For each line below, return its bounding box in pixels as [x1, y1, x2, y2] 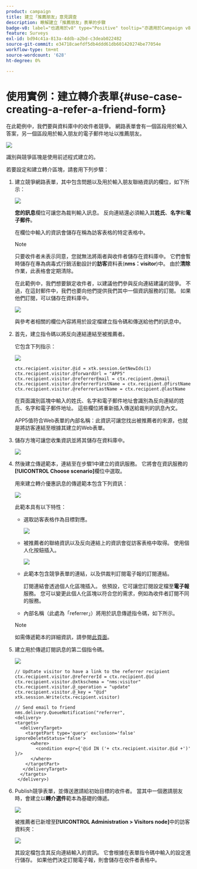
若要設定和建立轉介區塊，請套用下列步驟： [6, 166, 109, 173]
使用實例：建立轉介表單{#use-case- [6, 90, 183, 103]
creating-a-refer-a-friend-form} [6, 103, 167, 116]
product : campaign [6, 8, 51, 15]
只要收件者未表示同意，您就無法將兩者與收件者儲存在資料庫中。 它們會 [14, 253, 186, 260]
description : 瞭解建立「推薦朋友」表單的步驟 [6, 19, 106, 25]
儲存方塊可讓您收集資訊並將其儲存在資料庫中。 [14, 437, 128, 444]
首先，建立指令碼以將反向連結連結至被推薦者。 [14, 331, 128, 338]
